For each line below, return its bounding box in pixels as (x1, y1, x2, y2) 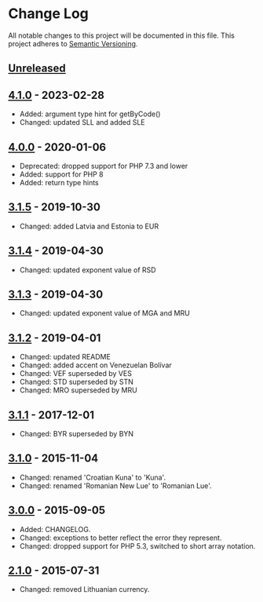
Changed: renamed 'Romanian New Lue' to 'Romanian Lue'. (19, 480, 212, 491)
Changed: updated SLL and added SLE (19, 118, 145, 127)
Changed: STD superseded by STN (19, 378, 133, 387)
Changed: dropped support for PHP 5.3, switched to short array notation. (19, 541, 256, 550)
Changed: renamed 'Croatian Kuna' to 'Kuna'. (19, 472, 166, 482)
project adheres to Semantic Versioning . (8, 38, 138, 48)
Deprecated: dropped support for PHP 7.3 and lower (19, 161, 188, 170)
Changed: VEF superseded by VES (19, 369, 132, 378)
